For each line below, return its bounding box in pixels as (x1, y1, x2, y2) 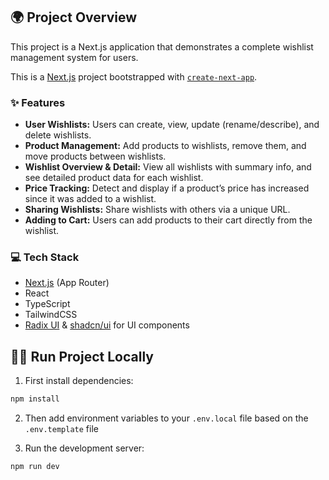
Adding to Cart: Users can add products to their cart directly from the (24, 214, 313, 226)
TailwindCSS (24, 309, 78, 321)
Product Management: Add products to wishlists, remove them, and (24, 140, 307, 152)
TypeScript (24, 298, 71, 310)
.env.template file (24, 423, 99, 435)
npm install (10, 394, 60, 404)
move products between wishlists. (24, 150, 167, 163)
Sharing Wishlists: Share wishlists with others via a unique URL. (24, 204, 291, 216)
